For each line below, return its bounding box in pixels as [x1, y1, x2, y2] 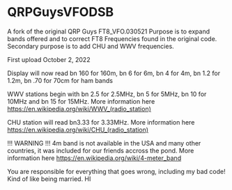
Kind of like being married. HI [7, 175, 91, 183]
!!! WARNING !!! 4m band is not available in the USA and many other [7, 138, 201, 147]
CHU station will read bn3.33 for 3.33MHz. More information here [7, 118, 195, 126]
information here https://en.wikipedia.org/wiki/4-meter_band [7, 154, 182, 162]
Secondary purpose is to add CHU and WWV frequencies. [7, 42, 174, 50]
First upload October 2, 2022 [7, 55, 91, 63]
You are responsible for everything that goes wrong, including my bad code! [7, 167, 226, 175]
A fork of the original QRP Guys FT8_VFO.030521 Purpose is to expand [7, 27, 210, 35]
